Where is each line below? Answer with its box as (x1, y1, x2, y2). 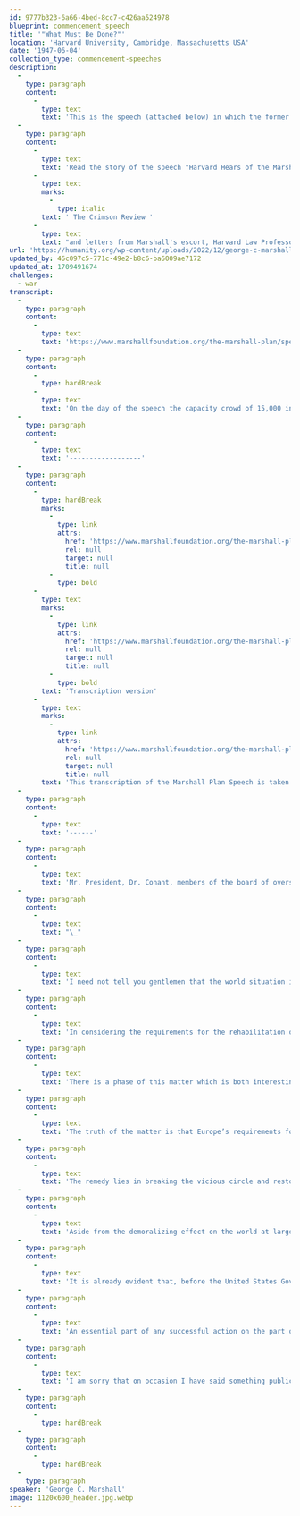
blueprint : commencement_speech (9, 21, 129, 30)
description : (9, 64, 58, 72)
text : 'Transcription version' (41, 686, 158, 696)
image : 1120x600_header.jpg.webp (9, 1493, 134, 1503)
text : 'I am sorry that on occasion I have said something (41, 1376, 266, 1386)
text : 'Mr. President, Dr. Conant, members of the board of (41, 877, 270, 886)
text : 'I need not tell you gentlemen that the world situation (41, 978, 286, 987)
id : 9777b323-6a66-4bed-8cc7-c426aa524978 (9, 13, 170, 22)
